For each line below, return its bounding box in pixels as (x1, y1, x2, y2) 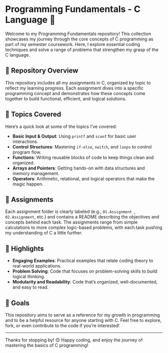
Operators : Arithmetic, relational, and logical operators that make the (12, 175, 155, 181)
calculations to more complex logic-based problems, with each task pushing (5, 224, 162, 230)
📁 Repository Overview (5, 66, 78, 75)
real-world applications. (12, 263, 61, 269)
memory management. (12, 170, 59, 176)
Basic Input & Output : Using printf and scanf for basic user (12, 133, 136, 139)
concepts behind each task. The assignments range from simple (5, 219, 138, 225)
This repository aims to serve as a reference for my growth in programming (5, 312, 160, 318)
